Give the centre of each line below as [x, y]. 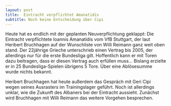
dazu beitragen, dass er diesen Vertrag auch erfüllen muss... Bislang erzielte [86, 61]
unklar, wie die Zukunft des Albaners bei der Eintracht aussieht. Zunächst [82, 93]
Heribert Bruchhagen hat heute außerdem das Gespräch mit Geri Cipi [78, 82]
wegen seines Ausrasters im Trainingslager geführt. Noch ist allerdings [80, 87]
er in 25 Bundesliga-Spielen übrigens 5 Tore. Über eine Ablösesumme [79, 66]
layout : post [19, 10]
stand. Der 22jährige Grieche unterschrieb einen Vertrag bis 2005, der [79, 50]
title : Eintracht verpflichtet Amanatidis [52, 15]
